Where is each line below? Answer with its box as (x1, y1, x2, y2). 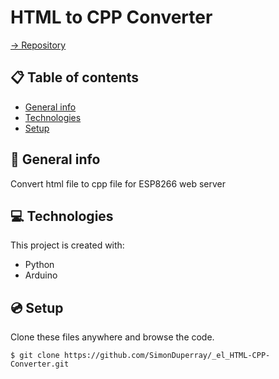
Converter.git (10, 359, 70, 370)
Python (24, 259, 55, 271)
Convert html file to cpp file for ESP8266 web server (10, 177, 227, 190)
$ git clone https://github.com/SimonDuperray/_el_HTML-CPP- (10, 351, 271, 361)
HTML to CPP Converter (10, 6, 213, 29)
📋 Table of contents (10, 69, 140, 86)
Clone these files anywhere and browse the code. (10, 331, 215, 343)
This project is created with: (10, 239, 125, 251)
